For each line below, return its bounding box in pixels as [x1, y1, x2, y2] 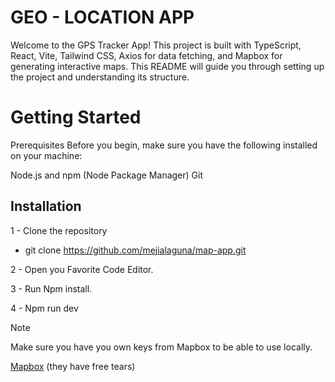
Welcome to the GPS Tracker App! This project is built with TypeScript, [10, 39, 302, 51]
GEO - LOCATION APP [10, 6, 195, 29]
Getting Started [10, 106, 142, 129]
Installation [10, 198, 82, 215]
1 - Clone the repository [10, 224, 108, 236]
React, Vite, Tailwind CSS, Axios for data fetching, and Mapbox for [10, 49, 283, 61]
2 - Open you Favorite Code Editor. [10, 263, 154, 275]
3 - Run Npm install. [10, 282, 93, 295]
